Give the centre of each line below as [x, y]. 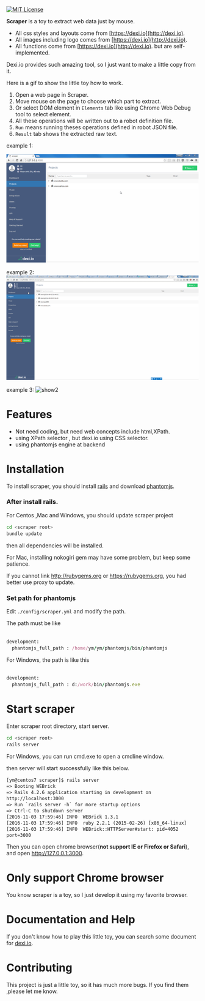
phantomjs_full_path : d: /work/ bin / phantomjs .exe [76, 685]
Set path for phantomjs [41, 598]
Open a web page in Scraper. [52, 95]
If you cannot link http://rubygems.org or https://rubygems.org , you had [96, 575]
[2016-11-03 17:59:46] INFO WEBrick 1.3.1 [63, 817]
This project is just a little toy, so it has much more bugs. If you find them [98, 984]
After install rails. [32, 502]
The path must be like [34, 623]
